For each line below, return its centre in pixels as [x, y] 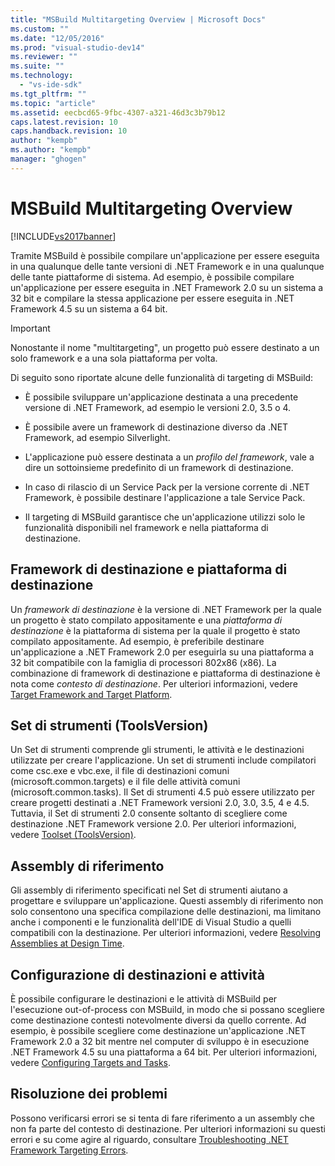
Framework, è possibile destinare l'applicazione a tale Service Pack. [165, 497]
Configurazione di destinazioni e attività [137, 974]
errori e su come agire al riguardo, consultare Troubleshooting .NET [149, 1139]
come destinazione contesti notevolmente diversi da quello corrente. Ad [158, 1020]
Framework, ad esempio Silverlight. [97, 437]
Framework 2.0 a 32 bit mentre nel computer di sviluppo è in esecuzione [160, 1041]
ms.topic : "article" [53, 103]
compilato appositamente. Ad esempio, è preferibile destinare [137, 641]
